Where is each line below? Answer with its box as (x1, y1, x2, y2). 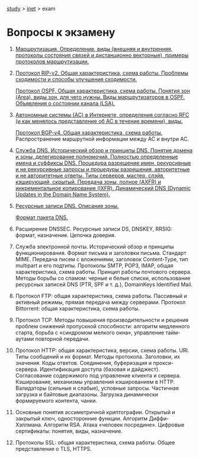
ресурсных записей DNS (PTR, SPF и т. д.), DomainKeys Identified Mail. (15, 281, 193, 288)
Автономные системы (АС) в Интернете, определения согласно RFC (15, 111, 190, 118)
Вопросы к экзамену (7, 26, 115, 39)
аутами (15, 335, 34, 342)
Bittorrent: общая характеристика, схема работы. (15, 305, 140, 312)
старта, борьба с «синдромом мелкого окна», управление (15, 329, 165, 336)
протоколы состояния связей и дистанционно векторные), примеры (15, 52, 189, 59)
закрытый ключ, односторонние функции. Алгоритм (15, 415, 147, 422)
